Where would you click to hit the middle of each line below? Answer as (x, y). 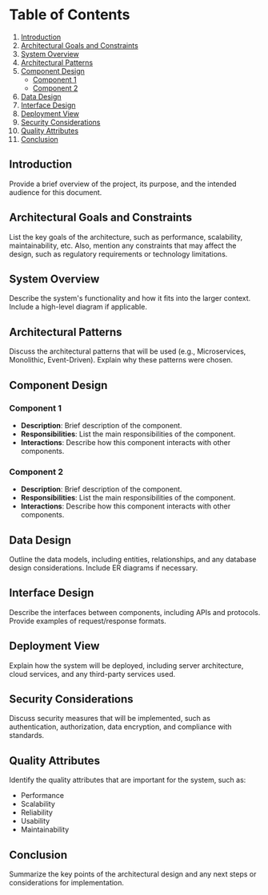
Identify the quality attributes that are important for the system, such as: (128, 780)
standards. (27, 735)
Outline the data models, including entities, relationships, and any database (133, 559)
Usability (35, 821)
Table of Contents (70, 15)
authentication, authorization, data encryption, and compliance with (120, 727)
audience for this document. (56, 192)
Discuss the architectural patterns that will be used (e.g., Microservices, (128, 351)
